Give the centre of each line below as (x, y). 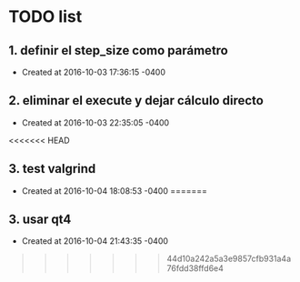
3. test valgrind (52, 169)
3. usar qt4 (40, 220)
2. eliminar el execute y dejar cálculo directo (136, 101)
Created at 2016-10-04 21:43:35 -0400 (95, 241)
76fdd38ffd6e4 (195, 268)
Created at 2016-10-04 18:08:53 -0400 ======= (115, 191)
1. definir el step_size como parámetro (118, 50)
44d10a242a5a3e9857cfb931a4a (229, 259)
